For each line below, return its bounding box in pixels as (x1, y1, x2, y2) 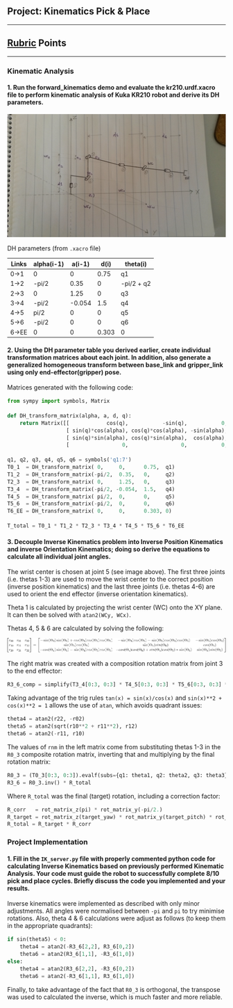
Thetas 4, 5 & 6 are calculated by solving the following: (7, 624, 164, 632)
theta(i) (124, 259, 147, 268)
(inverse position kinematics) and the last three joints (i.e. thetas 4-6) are (7, 582, 216, 591)
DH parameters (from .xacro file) (7, 244, 101, 253)
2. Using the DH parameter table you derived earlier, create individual (7, 346, 211, 354)
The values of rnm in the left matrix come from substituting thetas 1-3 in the (7, 742, 221, 751)
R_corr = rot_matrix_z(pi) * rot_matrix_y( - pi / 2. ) (7, 806, 163, 813)
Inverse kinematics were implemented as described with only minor (7, 899, 200, 908)
